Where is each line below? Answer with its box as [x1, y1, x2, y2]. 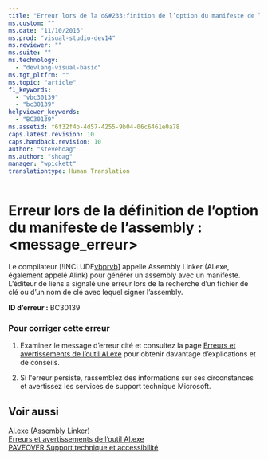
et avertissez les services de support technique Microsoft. [19, 382, 211, 391]
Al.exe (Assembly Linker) [8, 426, 90, 435]
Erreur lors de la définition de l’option [8, 202, 259, 220]
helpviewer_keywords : [8, 108, 81, 116]
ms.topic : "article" [8, 78, 77, 86]
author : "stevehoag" [8, 145, 77, 153]
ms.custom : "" [8, 19, 56, 27]
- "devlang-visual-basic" [15, 64, 102, 72]
